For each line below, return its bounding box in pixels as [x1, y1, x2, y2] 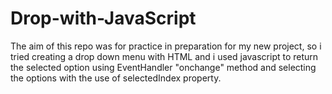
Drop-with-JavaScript [10, 7, 197, 30]
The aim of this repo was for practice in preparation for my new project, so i [10, 40, 322, 52]
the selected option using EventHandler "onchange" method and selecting [10, 61, 317, 73]
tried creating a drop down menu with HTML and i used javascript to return [10, 50, 319, 62]
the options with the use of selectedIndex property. [10, 72, 222, 84]
